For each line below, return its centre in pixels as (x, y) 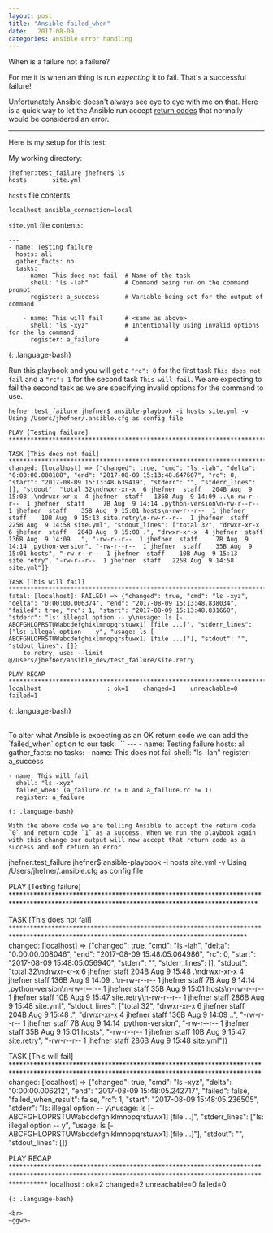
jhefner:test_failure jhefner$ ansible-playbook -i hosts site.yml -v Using (128, 862)
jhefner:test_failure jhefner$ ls (67, 173)
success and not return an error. (67, 847)
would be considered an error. (59, 119)
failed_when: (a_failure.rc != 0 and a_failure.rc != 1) (114, 790)
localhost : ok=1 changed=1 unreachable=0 (123, 689)
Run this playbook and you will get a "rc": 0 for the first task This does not (135, 371)
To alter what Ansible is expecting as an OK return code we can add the (128, 736)
